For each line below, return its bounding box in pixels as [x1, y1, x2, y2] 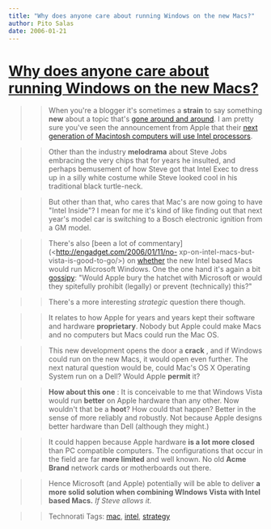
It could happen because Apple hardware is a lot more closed [48, 438, 255, 447]
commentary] [138, 239, 184, 248]
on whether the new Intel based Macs [126, 256, 253, 265]
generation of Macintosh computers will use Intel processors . [48, 131, 253, 142]
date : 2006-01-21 [8, 27, 67, 35]
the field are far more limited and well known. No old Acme [48, 455, 247, 464]
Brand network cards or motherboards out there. [48, 463, 212, 473]
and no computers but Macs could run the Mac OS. [48, 330, 220, 340]
